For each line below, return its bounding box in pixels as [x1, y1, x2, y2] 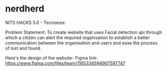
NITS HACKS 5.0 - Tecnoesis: [5, 19, 66, 25]
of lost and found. [5, 45, 42, 51]
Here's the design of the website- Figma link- [5, 54, 98, 60]
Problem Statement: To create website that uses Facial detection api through [5, 29, 163, 35]
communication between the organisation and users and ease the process [5, 39, 158, 45]
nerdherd [5, 3, 44, 14]
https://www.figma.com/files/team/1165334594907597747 [5, 60, 126, 66]
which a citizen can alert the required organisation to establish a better [5, 34, 151, 40]
